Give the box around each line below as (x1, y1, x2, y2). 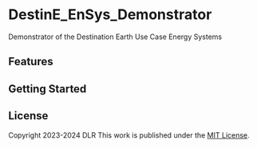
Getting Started (8, 82, 87, 95)
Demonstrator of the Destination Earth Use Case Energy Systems (8, 32, 222, 41)
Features (8, 55, 53, 68)
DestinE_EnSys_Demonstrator (8, 6, 212, 24)
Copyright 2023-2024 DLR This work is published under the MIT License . (8, 130, 250, 140)
